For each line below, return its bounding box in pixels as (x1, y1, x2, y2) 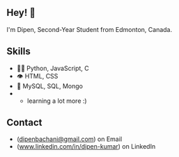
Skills (6, 46, 31, 58)
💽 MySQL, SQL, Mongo (16, 81, 83, 90)
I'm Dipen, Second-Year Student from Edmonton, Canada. (6, 25, 173, 33)
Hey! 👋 (6, 7, 36, 19)
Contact (6, 117, 42, 129)
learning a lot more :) (26, 97, 88, 105)
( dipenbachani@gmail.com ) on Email (16, 135, 123, 143)
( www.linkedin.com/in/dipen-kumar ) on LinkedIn (16, 142, 156, 151)
